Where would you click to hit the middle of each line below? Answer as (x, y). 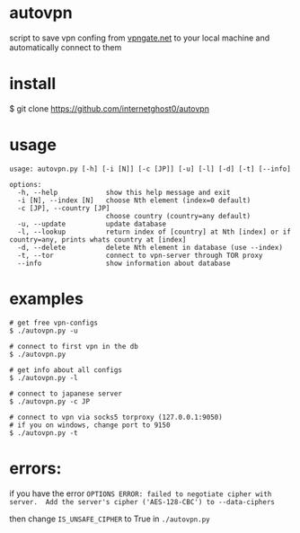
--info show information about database (124, 263)
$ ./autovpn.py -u (44, 331)
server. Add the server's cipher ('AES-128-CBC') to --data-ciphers (142, 502)
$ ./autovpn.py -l (44, 378)
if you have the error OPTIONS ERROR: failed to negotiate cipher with (141, 493)
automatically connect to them (66, 47)
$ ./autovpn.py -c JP (50, 401)
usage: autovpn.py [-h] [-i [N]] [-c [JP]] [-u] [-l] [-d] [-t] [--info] (150, 169)
